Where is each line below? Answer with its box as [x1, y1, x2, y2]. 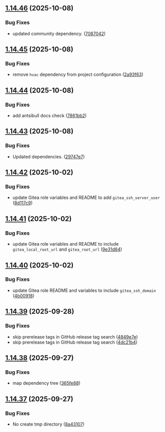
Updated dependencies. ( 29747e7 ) [12, 153, 85, 160]
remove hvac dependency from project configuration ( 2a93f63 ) [12, 71, 144, 77]
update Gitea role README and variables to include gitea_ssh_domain [12, 287, 156, 293]
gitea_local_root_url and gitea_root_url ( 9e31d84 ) [12, 246, 122, 253]
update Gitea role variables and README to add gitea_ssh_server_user [12, 194, 160, 200]
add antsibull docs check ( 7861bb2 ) [12, 113, 87, 119]
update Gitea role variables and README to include [12, 241, 119, 247]
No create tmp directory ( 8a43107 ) [12, 421, 85, 427]
